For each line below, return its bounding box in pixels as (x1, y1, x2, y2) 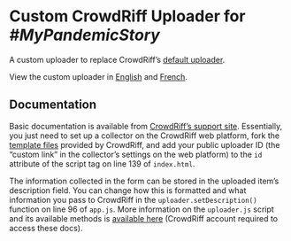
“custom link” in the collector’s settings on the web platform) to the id (9, 149, 263, 159)
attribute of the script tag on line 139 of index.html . (9, 158, 195, 169)
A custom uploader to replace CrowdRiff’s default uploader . (9, 54, 226, 65)
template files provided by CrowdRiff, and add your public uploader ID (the (9, 139, 280, 150)
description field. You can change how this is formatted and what (9, 184, 247, 196)
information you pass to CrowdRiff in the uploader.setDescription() (9, 194, 258, 205)
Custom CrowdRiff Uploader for (9, 6, 246, 27)
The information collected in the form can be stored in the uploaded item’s (9, 175, 280, 186)
